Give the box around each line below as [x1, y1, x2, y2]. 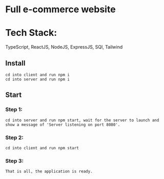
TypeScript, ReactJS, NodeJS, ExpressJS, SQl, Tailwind [5, 44, 123, 50]
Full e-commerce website [5, 4, 116, 15]
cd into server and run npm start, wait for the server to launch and [5, 118, 159, 123]
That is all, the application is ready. [5, 169, 93, 174]
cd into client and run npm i [5, 72, 70, 77]
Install [5, 59, 26, 68]
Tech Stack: [5, 27, 57, 39]
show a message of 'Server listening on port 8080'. [5, 122, 120, 127]
